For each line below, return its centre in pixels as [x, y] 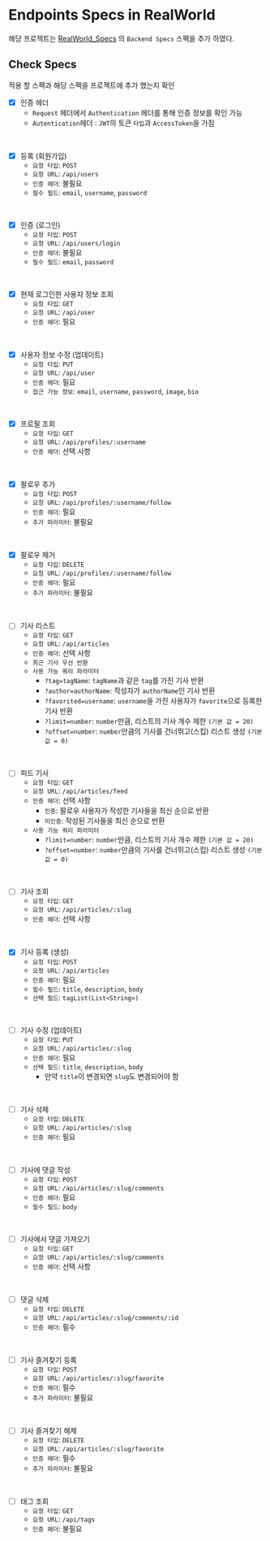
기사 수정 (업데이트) [51, 1030]
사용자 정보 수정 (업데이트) [62, 355]
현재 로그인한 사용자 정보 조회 [66, 294]
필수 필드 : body [55, 1206]
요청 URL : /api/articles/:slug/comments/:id [105, 1317]
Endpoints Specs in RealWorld [112, 15]
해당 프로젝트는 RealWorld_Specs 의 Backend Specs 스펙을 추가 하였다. [122, 38]
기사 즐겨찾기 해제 [48, 1430]
